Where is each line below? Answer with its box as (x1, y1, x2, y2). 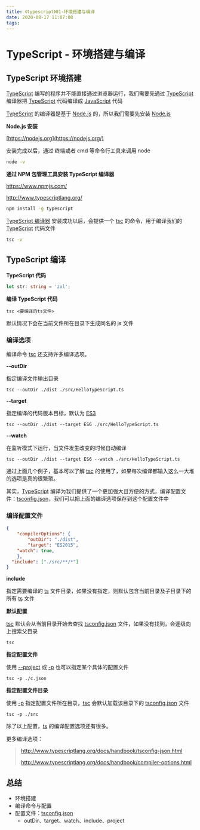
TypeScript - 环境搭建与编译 (6, 47, 146, 61)
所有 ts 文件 (6, 595, 35, 602)
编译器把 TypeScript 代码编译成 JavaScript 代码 (6, 97, 123, 105)
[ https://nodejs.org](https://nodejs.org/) (6, 135, 104, 142)
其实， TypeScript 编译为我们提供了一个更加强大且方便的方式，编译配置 (6, 488, 181, 495)
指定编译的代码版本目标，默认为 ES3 (6, 409, 96, 416)
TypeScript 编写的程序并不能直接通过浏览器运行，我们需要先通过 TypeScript (6, 90, 194, 97)
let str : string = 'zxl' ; (6, 283, 70, 290)
